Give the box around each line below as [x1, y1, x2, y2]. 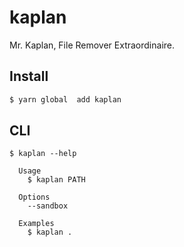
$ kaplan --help [9, 149, 77, 159]
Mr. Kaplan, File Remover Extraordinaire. [9, 39, 176, 51]
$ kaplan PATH [27, 175, 86, 185]
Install [9, 68, 49, 85]
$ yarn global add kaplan [9, 94, 122, 105]
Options [18, 192, 51, 203]
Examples [18, 219, 55, 229]
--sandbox [27, 201, 69, 211]
